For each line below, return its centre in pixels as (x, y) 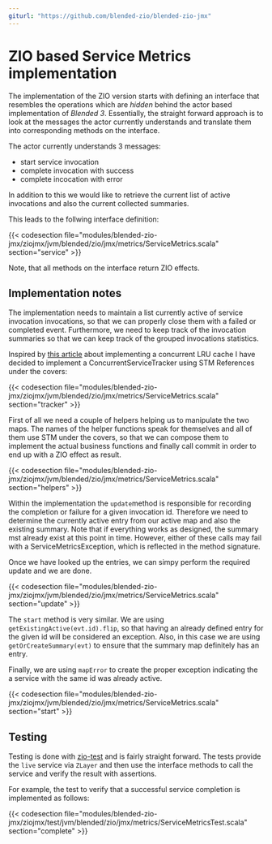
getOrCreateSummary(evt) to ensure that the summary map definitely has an (134, 645)
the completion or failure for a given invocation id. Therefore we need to (128, 512)
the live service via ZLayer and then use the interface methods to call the (131, 765)
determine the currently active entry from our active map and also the (125, 521)
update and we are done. (50, 571)
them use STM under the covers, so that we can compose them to (119, 437)
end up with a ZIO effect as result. (65, 454)
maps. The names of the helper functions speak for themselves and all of (130, 429)
